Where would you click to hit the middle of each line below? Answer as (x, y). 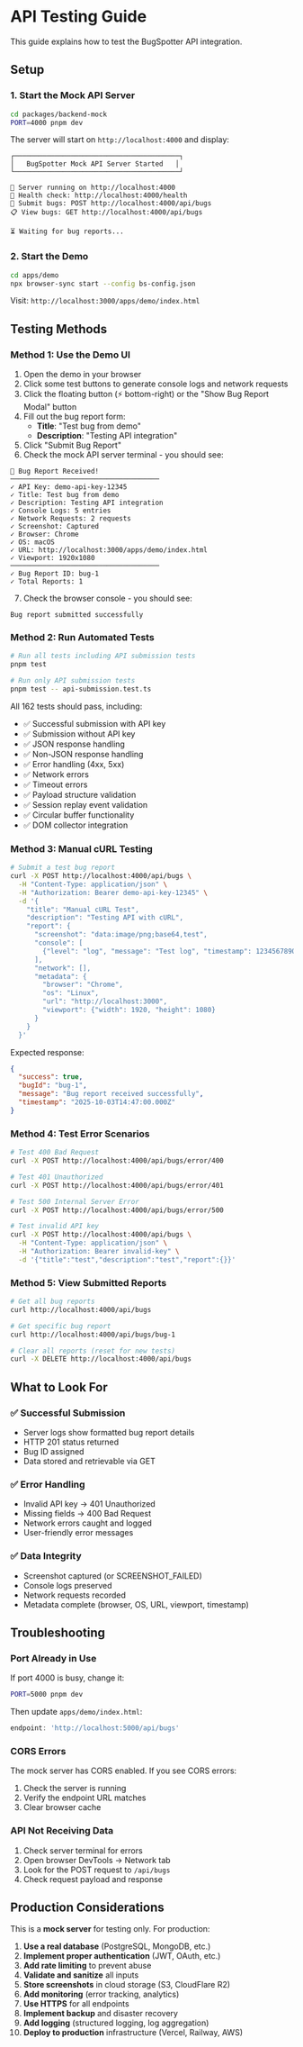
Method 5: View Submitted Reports (89, 1282)
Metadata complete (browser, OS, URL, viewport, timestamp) (136, 1604)
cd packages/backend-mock (58, 114)
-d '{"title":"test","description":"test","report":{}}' (127, 1259)
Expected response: (47, 1052)
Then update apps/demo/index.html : (76, 1712)
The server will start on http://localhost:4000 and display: (120, 140)
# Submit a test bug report (63, 868)
